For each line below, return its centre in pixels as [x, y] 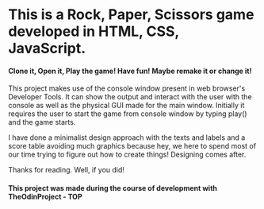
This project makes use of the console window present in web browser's [127, 88]
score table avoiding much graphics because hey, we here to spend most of [132, 146]
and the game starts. [42, 122]
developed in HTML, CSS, [94, 31]
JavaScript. [47, 48]
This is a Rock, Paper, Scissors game [131, 15]
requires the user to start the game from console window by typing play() [128, 114]
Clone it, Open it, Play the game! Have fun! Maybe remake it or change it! [130, 71]
